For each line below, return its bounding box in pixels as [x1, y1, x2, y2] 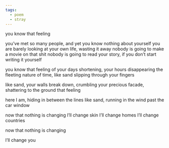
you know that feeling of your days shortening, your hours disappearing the [5, 66, 163, 72]
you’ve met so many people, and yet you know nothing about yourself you [5, 41, 160, 47]
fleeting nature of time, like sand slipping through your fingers [5, 72, 134, 78]
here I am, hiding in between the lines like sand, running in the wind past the [5, 97, 164, 103]
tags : [5, 7, 17, 13]
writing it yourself [5, 57, 42, 63]
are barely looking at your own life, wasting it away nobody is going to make [5, 46, 164, 52]
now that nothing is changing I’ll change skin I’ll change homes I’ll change [5, 112, 159, 118]
